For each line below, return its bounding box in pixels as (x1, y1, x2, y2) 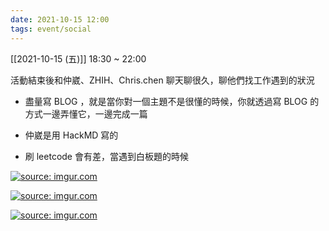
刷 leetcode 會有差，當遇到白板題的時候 (24, 150, 189, 162)
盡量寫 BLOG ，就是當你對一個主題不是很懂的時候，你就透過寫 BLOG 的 (24, 95, 320, 107)
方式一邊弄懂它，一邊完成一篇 (24, 107, 148, 120)
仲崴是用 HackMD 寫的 (24, 129, 119, 141)
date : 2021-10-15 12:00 (10, 14, 110, 25)
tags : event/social (10, 24, 92, 34)
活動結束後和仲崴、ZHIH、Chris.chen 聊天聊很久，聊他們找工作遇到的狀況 (10, 74, 315, 86)
